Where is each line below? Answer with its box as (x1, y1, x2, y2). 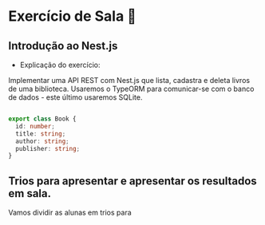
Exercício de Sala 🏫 (8, 7, 137, 26)
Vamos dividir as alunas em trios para (8, 207, 132, 218)
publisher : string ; (15, 144, 81, 152)
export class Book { (8, 115, 77, 123)
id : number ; (15, 122, 56, 130)
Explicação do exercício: (19, 60, 101, 69)
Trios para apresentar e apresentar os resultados (8, 174, 257, 187)
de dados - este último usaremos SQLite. (8, 93, 143, 102)
